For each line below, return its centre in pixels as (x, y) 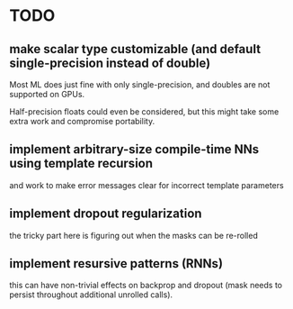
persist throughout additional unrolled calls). (91, 295)
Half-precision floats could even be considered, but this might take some (144, 112)
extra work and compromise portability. (82, 121)
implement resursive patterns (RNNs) (116, 264)
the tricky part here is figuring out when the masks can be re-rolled (133, 235)
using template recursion (81, 164)
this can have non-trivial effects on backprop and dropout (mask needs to (146, 286)
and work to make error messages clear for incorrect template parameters (147, 185)
